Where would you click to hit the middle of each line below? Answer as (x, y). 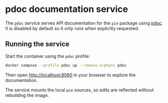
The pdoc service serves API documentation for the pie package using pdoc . (84, 23)
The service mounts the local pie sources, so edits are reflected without (79, 90)
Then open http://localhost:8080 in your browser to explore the (70, 75)
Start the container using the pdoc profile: (48, 56)
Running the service (37, 44)
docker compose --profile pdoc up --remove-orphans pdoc (66, 65)
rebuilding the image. (27, 95)
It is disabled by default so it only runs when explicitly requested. (72, 28)
